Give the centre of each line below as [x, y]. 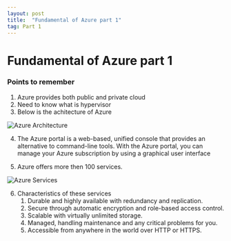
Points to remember [41, 82]
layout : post [26, 13]
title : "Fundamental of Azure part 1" [64, 20]
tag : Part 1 [24, 26]
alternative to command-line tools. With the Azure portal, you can [110, 146]
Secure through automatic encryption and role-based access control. [126, 208]
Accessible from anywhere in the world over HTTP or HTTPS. [114, 230]
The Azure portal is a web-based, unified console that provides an [111, 138]
